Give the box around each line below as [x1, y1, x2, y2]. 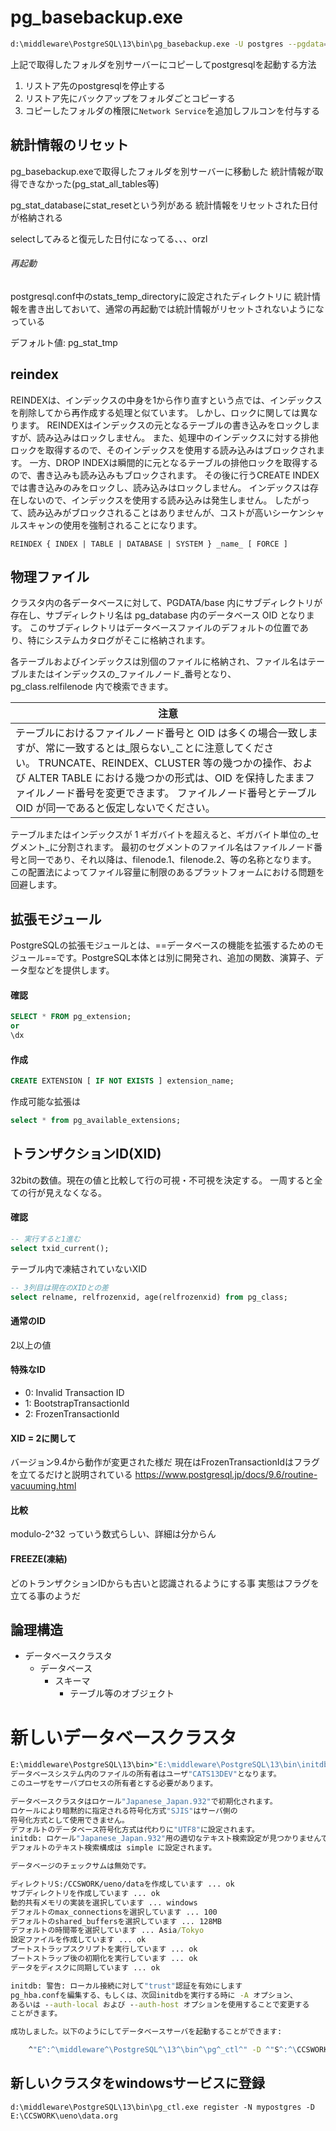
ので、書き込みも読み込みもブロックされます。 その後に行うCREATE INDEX [10, 469, 320, 481]
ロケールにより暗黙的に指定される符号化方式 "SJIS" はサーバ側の [10, 1806, 238, 1816]
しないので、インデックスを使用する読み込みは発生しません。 [18, 494, 273, 506]
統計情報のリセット [10, 137, 129, 154]
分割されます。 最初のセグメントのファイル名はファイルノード [58, 841, 314, 853]
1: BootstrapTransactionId [24, 1397, 130, 1409]
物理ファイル [10, 569, 90, 586]
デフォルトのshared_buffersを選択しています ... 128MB [10, 1916, 222, 1926]
